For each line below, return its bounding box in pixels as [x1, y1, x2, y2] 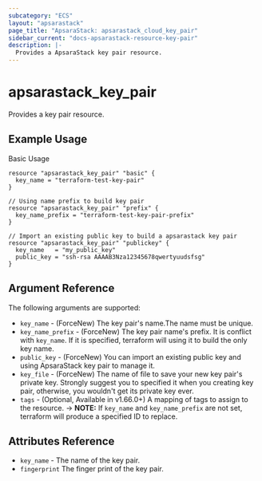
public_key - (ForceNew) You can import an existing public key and [19, 352, 241, 361]
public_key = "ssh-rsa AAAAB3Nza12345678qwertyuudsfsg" [15, 253, 205, 261]
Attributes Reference [8, 434, 115, 447]
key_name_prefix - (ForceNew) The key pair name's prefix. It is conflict [19, 326, 252, 336]
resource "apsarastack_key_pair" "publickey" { [8, 239, 170, 247]
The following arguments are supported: [8, 302, 141, 312]
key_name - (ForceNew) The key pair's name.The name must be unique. [19, 318, 254, 328]
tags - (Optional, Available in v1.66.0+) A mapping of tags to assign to [19, 394, 249, 404]
